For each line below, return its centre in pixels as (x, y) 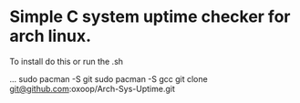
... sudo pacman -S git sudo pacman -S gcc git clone (109, 78)
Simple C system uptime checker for (150, 17)
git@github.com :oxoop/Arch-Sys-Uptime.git (93, 88)
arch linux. (51, 36)
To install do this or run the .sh (67, 61)
